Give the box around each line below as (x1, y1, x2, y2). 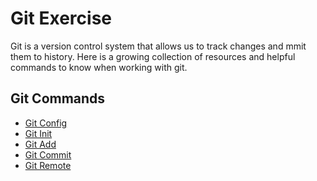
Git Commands (10, 90, 106, 107)
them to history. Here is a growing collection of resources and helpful (10, 50, 296, 62)
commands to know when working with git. (10, 61, 188, 73)
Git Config (24, 117, 68, 129)
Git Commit (24, 148, 72, 161)
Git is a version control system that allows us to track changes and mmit (10, 40, 307, 52)
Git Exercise (10, 7, 112, 30)
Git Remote (24, 159, 72, 171)
